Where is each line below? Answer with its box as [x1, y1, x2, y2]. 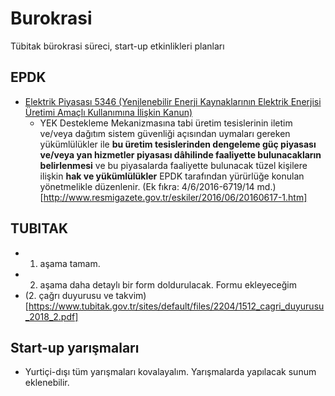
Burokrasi [10, 7, 93, 30]
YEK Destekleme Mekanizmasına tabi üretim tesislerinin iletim [39, 117, 293, 129]
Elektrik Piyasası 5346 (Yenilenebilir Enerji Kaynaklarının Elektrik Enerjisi [24, 95, 322, 107]
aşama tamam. [39, 257, 101, 269]
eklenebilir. [24, 377, 70, 389]
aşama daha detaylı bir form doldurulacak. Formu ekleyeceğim [39, 278, 298, 291]
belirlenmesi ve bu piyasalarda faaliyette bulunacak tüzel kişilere [39, 159, 308, 171]
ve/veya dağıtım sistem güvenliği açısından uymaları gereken [39, 127, 291, 139]
